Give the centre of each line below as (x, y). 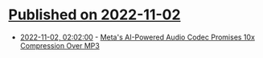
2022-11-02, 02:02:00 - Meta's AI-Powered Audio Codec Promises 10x (138, 37)
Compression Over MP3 (60, 45)
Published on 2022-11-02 (95, 15)
